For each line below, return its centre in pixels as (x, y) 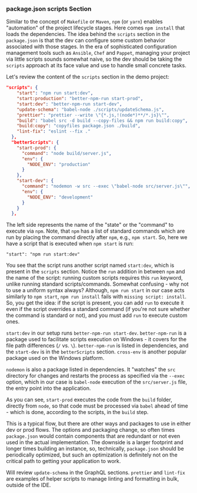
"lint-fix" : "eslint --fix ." (54, 131)
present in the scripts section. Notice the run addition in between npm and (96, 272)
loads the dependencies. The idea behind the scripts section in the (88, 34)
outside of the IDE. (29, 485)
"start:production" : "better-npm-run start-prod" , (80, 99)
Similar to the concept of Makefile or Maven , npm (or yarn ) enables (84, 22)
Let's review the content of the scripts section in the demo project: (88, 77)
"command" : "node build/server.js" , (66, 153)
